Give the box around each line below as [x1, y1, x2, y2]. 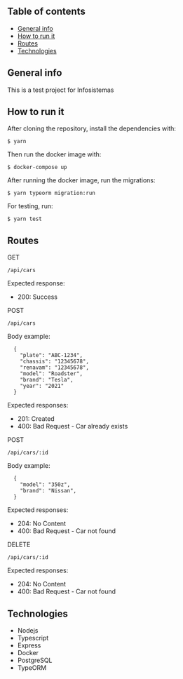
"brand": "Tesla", [20, 377, 74, 384]
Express [17, 641, 41, 650]
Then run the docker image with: [7, 150, 102, 159]
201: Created [17, 415, 55, 423]
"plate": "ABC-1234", [20, 352, 83, 359]
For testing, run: [7, 202, 53, 210]
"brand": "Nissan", [20, 488, 77, 495]
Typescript [17, 634, 49, 643]
